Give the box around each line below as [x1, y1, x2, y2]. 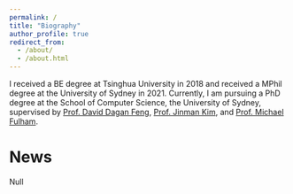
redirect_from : [9, 37, 66, 47]
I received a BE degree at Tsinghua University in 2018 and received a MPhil [9, 79, 282, 89]
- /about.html [17, 54, 69, 63]
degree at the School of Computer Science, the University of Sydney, [9, 97, 261, 107]
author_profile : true [9, 29, 89, 38]
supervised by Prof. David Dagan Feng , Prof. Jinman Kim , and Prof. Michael [9, 107, 285, 117]
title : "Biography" [9, 21, 81, 30]
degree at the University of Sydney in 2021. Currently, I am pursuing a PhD [9, 88, 281, 98]
